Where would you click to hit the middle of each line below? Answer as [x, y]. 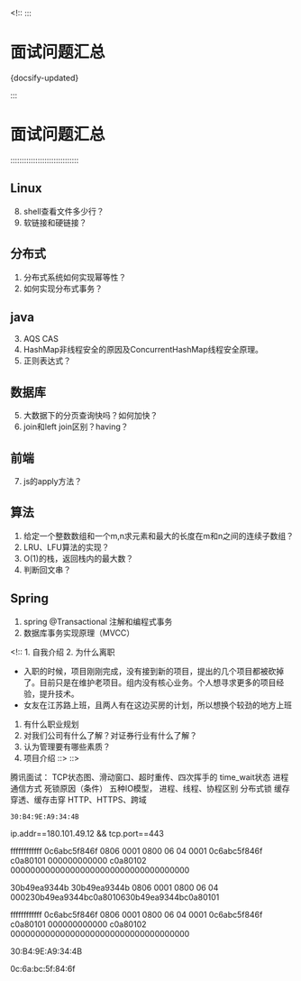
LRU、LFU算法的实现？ [66, 547]
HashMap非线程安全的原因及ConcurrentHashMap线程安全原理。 [143, 350]
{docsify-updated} [45, 78]
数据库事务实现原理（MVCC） [79, 633]
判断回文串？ [47, 569]
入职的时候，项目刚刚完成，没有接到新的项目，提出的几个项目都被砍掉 [154, 671]
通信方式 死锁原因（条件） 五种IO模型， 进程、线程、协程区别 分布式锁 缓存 [150, 788]
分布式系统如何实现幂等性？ [75, 277]
